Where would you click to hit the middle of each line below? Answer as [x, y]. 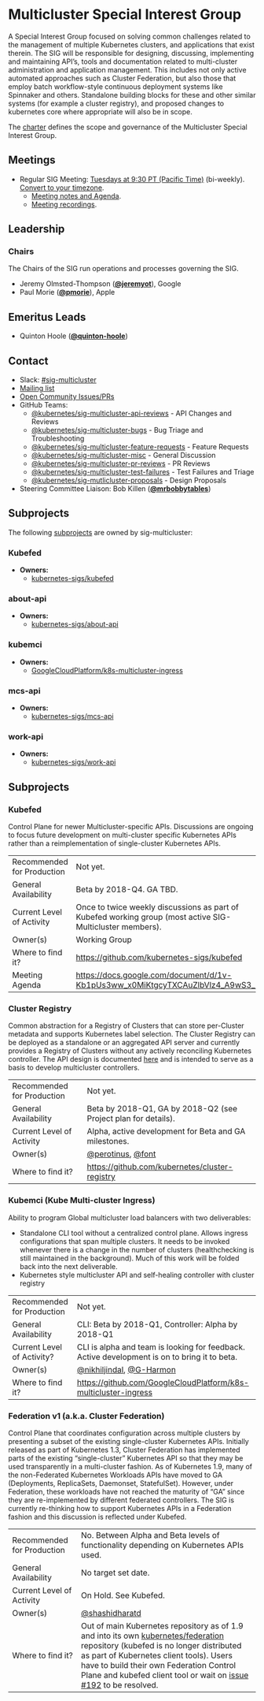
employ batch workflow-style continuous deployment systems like [115, 86]
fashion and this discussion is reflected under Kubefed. [97, 1517]
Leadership [37, 229]
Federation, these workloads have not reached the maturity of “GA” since [126, 1491]
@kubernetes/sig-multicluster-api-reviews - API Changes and [131, 413]
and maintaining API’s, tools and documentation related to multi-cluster [123, 61]
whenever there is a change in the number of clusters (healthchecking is [137, 1249]
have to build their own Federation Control [159, 1665]
